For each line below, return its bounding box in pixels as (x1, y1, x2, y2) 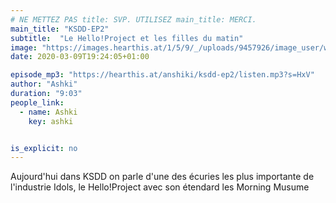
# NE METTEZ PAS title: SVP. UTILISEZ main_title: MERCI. (10, 14, 257, 25)
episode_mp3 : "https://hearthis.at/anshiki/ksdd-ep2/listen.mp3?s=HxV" (10, 70, 315, 80)
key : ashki (28, 116, 74, 126)
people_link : (10, 97, 65, 108)
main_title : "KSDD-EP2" (10, 24, 110, 34)
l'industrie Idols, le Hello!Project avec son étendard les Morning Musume (10, 181, 310, 193)
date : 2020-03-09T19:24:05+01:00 (10, 52, 150, 62)
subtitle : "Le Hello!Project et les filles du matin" (10, 33, 244, 43)
